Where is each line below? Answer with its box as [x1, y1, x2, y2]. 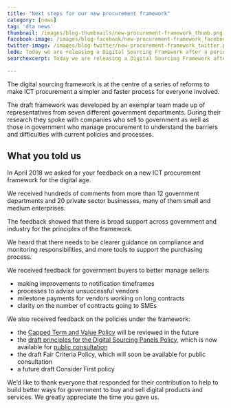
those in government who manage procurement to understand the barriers [7, 122, 219, 131]
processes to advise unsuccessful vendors [16, 286, 139, 295]
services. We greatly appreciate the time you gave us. [7, 393, 159, 401]
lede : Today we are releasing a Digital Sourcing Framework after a [7, 49, 208, 56]
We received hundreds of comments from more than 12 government [7, 189, 199, 197]
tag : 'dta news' [7, 23, 54, 30]
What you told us [7, 150, 82, 162]
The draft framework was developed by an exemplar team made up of [7, 101, 206, 109]
